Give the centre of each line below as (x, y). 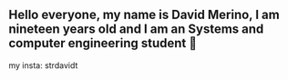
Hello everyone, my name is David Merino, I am (144, 15)
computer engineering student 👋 (103, 43)
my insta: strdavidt (43, 65)
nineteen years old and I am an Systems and (136, 30)
